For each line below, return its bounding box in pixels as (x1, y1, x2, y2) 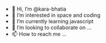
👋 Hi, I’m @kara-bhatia (11, 6, 67, 12)
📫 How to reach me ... (11, 31, 67, 37)
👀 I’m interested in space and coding (11, 12, 101, 19)
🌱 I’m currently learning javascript (11, 18, 94, 24)
